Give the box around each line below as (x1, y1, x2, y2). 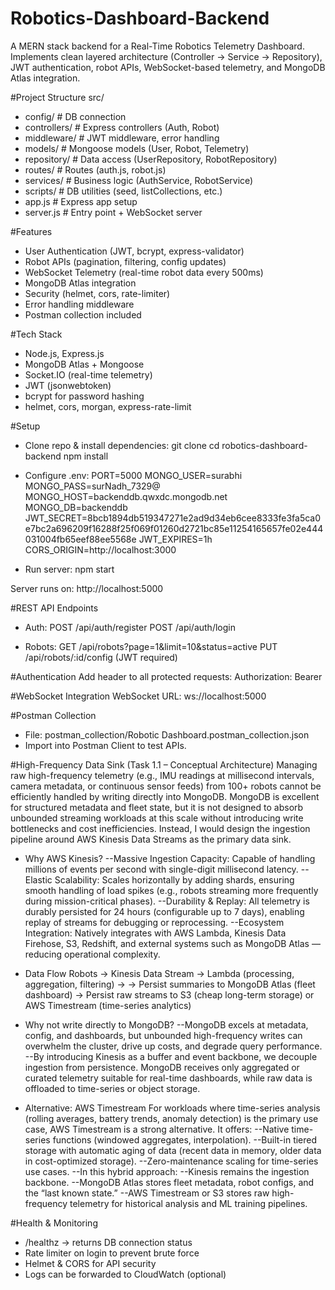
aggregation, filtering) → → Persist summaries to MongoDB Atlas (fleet (24, 978, 316, 990)
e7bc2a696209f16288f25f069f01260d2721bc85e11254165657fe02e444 (24, 522, 324, 534)
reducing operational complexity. (24, 948, 161, 960)
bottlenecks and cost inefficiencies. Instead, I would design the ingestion (10, 822, 311, 834)
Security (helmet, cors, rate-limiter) (24, 287, 171, 299)
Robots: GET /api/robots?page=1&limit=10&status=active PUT (24, 640, 278, 652)
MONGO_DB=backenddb (24, 501, 128, 513)
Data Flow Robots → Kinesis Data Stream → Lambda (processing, (24, 967, 295, 979)
